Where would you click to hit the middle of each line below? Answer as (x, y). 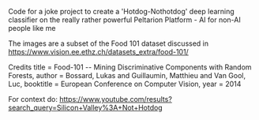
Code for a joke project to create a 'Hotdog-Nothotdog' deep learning (121, 11)
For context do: (33, 99)
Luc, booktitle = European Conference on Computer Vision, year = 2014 (125, 84)
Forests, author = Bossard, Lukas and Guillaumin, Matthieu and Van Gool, (127, 75)
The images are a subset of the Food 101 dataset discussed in (109, 43)
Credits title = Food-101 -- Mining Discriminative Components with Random (130, 67)
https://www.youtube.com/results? (115, 99)
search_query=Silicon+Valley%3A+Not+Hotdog (86, 107)
